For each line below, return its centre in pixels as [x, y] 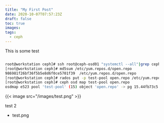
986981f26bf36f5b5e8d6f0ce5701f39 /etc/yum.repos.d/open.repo [71, 73]
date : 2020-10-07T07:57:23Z [34, 14]
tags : [10, 32]
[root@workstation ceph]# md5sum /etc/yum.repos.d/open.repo [69, 69]
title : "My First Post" [29, 10]
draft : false [18, 19]
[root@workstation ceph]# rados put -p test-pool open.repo [68, 78]
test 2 [11, 106]
